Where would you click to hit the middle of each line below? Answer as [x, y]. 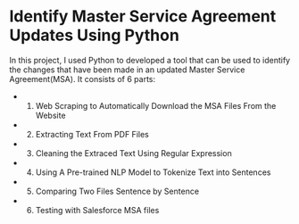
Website [50, 115]
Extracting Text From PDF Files [92, 134]
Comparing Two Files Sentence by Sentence [117, 191]
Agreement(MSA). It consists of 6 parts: [83, 79]
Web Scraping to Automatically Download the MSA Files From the [156, 105]
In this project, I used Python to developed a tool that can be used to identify [150, 60]
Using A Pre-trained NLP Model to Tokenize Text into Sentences [153, 172]
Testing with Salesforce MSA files [97, 210]
